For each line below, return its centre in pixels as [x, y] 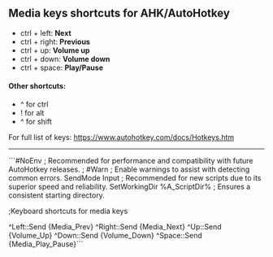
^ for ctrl [34, 104]
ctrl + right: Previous [55, 41]
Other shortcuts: [37, 86]
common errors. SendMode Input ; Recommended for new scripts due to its [135, 178]
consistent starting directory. [57, 195]
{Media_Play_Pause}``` [46, 244]
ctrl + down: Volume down [65, 59]
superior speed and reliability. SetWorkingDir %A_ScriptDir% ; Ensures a [130, 187]
